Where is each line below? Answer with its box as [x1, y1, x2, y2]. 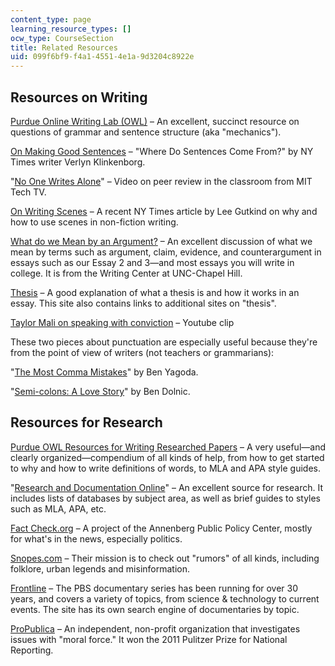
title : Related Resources [10, 42, 118, 53]
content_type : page [10, 14, 92, 25]
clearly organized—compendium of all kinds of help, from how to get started [10, 451, 325, 463]
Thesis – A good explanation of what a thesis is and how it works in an [10, 286, 300, 298]
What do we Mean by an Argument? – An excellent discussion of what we [10, 235, 313, 247]
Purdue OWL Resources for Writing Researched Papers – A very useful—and [10, 441, 326, 453]
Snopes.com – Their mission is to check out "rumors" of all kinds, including [10, 552, 320, 564]
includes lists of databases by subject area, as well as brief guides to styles [10, 492, 322, 504]
